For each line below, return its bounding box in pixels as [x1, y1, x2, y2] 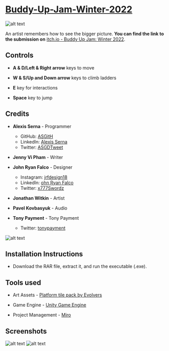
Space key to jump [12, 94, 53, 101]
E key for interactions [12, 84, 58, 91]
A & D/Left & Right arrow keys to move [12, 64, 95, 71]
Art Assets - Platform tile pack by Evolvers [12, 292, 102, 298]
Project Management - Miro [12, 312, 71, 318]
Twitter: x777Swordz [20, 185, 64, 191]
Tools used [5, 278, 41, 287]
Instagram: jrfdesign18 [20, 174, 68, 180]
